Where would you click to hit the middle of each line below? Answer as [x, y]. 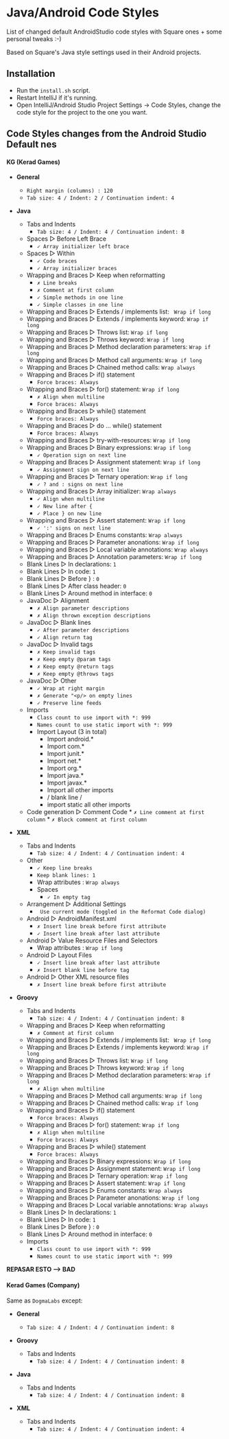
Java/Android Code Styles [83, 13]
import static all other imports [89, 805]
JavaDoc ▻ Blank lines [59, 623]
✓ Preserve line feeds [69, 703]
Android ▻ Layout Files [59, 955]
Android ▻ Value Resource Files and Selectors [92, 940]
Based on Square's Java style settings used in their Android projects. [104, 52]
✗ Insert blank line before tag [83, 971]
